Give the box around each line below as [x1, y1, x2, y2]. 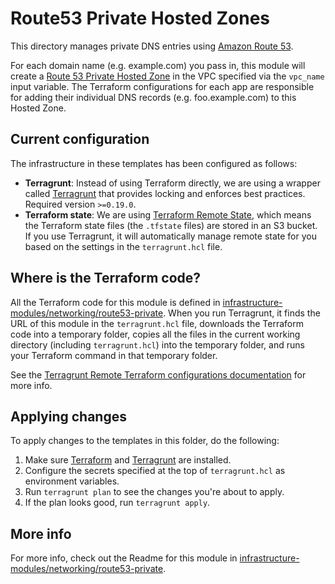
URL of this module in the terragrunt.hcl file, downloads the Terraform [10, 317, 304, 329]
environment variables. [24, 475, 120, 487]
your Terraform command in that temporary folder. [10, 349, 218, 361]
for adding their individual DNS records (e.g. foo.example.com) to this [10, 91, 297, 103]
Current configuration [10, 131, 150, 148]
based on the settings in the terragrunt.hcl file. [24, 240, 223, 252]
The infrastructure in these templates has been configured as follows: [10, 157, 298, 169]
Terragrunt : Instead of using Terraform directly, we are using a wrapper [24, 177, 321, 189]
